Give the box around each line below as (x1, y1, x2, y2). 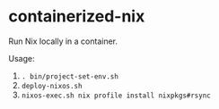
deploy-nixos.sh (21, 81, 83, 90)
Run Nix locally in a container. (8, 36, 118, 46)
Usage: (8, 53, 35, 63)
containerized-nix (8, 6, 145, 27)
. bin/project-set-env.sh (21, 71, 118, 81)
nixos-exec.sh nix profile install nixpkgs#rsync (21, 91, 212, 100)
